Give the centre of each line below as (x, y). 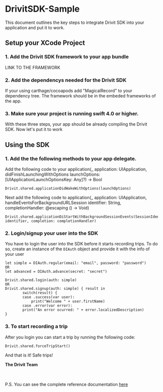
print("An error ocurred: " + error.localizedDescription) (83, 310)
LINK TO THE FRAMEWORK (33, 67)
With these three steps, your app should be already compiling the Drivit (76, 124)
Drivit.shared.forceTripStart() (38, 346)
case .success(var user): (49, 297)
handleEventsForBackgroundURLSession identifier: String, (63, 203)
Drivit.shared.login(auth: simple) (41, 280)
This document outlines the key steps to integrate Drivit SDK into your (75, 22)
